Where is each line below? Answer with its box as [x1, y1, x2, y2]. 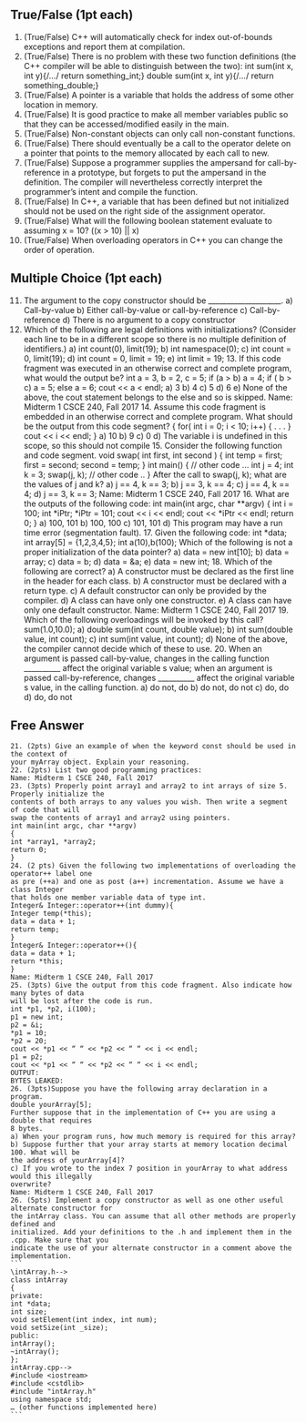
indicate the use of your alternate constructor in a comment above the [10, 1244, 292, 1253]
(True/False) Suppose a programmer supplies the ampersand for [23, 157, 266, 168]
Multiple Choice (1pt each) [10, 270, 163, 286]
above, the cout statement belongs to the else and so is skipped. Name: [23, 391, 293, 402]
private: [10, 1292, 44, 1301]
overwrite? [10, 1180, 52, 1189]
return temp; [10, 925, 60, 934]
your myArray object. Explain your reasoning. [10, 757, 190, 767]
